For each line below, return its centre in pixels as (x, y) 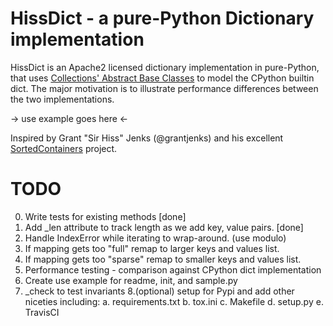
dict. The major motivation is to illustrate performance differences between (164, 88)
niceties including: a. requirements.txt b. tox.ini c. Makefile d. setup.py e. (174, 301)
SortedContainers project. (64, 148)
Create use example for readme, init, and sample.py (131, 280)
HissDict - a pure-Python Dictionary (162, 18)
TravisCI (42, 312)
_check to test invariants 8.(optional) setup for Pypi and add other (159, 291)
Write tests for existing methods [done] (105, 216)
